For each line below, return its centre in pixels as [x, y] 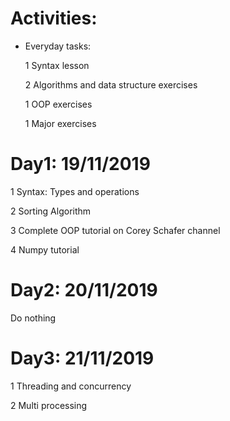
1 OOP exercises [58, 104]
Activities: [54, 18]
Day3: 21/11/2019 [82, 358]
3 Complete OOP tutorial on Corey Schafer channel [115, 230]
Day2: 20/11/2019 [84, 290]
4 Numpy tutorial [45, 249]
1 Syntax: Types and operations [75, 191]
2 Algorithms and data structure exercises [111, 84]
